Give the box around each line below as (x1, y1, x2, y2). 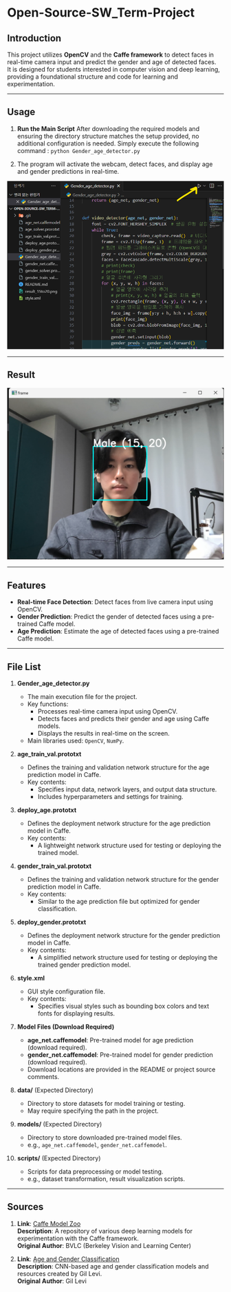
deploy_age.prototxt (16, 805, 77, 814)
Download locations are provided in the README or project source (27, 1065, 216, 1073)
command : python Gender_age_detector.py (16, 146, 140, 154)
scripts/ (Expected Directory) (16, 1153, 101, 1162)
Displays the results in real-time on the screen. (37, 729, 170, 737)
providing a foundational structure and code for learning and (7, 72, 179, 81)
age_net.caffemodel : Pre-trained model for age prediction (27, 1036, 194, 1044)
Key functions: (27, 700, 69, 708)
